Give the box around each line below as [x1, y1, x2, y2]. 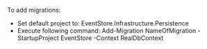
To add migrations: [7, 6, 61, 14]
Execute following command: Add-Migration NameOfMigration [17, 27, 197, 35]
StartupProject [17, 34, 59, 42]
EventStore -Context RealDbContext [60, 34, 164, 42]
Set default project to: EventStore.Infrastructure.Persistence [17, 19, 189, 27]
